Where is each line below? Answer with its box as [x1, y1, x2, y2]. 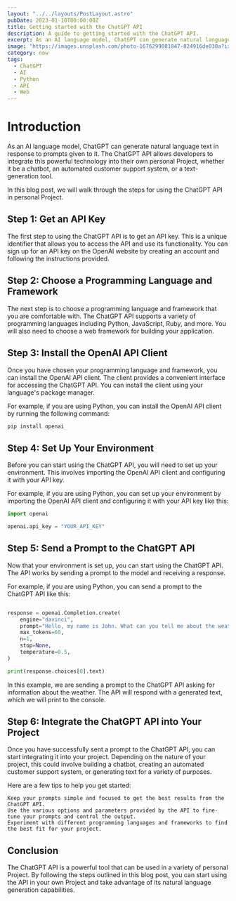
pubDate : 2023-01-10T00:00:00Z [7, 17, 99, 24]
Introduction [7, 119, 81, 135]
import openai [7, 511, 49, 518]
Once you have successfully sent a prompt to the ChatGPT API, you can [7, 745, 216, 754]
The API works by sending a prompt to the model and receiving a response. [7, 568, 226, 577]
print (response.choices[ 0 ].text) [7, 668, 105, 675]
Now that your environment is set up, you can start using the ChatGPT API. [7, 561, 223, 570]
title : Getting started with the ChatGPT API [7, 23, 143, 30]
